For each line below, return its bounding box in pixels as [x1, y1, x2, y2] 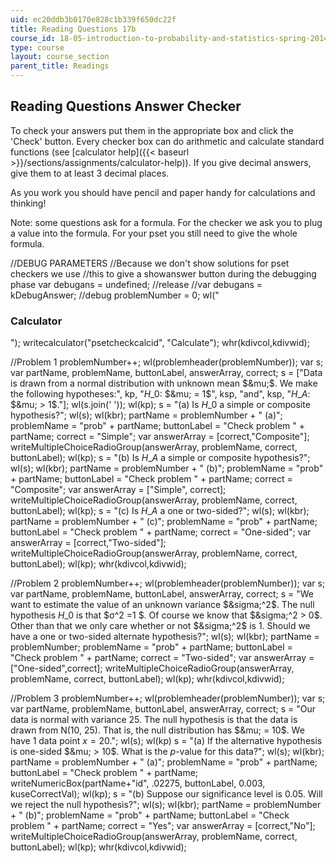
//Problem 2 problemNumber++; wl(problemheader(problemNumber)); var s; [10, 577, 326, 590]
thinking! [10, 197, 47, 209]
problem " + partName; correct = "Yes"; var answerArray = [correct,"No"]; [10, 820, 316, 832]
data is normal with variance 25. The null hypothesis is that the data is [10, 714, 298, 726]
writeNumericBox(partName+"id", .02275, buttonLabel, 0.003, [10, 777, 266, 790]
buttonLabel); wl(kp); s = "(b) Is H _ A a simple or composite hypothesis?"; [10, 452, 311, 464]
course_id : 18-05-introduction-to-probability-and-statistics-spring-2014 [10, 33, 329, 43]
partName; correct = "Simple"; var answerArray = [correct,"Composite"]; [10, 431, 310, 443]
